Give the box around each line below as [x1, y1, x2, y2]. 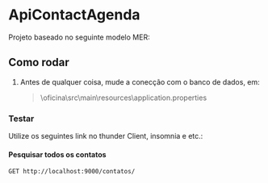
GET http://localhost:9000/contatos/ [8, 168, 136, 176]
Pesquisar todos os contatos [8, 149, 107, 159]
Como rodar [8, 56, 70, 69]
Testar [8, 113, 35, 124]
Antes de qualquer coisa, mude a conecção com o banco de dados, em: [19, 77, 260, 86]
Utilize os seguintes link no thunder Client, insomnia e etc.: [8, 131, 203, 141]
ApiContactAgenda [8, 6, 140, 24]
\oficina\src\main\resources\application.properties [40, 93, 207, 102]
